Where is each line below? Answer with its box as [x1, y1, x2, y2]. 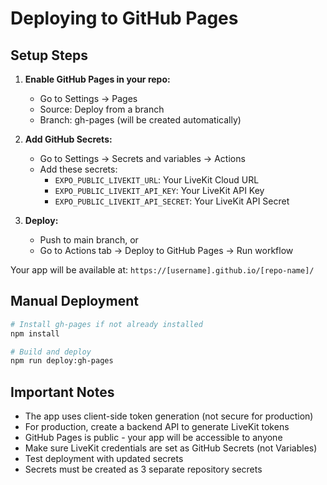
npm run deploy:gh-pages [10, 356, 114, 366]
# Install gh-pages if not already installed [10, 319, 203, 329]
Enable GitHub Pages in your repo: [24, 73, 171, 85]
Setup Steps [10, 47, 88, 64]
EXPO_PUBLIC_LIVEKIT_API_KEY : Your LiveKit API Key [54, 185, 265, 196]
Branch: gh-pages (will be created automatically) [39, 114, 242, 126]
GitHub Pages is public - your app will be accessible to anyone [24, 432, 283, 444]
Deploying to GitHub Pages [10, 7, 239, 30]
